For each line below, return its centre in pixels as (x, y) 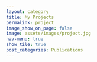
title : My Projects (30, 17)
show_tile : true (26, 45)
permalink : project (30, 22)
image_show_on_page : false (39, 28)
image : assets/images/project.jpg (49, 34)
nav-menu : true (25, 39)
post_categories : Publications (45, 50)
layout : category (28, 12)
